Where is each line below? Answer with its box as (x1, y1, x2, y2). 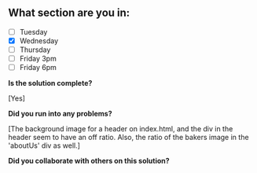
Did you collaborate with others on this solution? (8, 156, 171, 166)
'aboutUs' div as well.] (8, 141, 81, 150)
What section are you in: (8, 6, 130, 20)
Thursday (19, 45, 51, 54)
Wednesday (19, 35, 59, 46)
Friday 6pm (19, 63, 57, 72)
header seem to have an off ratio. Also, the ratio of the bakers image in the (8, 133, 249, 142)
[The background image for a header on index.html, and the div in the (8, 124, 233, 134)
